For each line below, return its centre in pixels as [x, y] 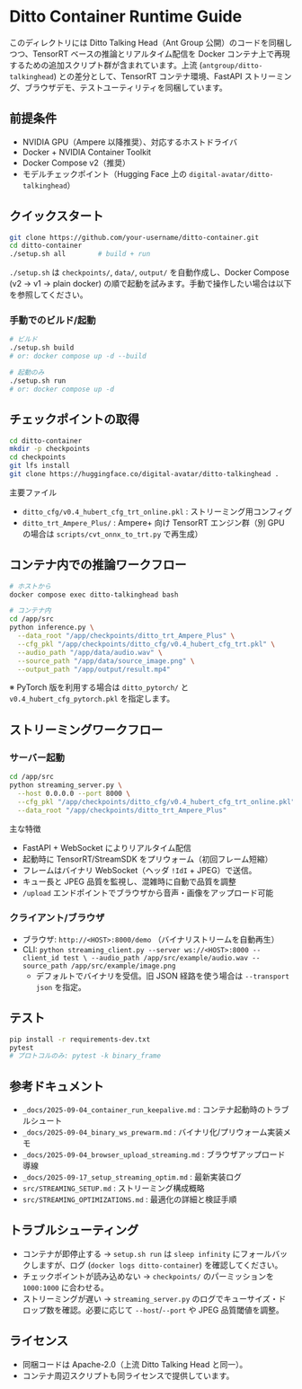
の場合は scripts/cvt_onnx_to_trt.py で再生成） [112, 534]
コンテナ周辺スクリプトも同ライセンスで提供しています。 [128, 1376]
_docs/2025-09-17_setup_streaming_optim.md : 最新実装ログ [132, 1177]
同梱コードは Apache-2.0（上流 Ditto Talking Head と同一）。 [135, 1364]
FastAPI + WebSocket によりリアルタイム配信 [107, 847]
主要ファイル [33, 492]
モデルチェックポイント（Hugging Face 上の [104, 173]
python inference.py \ [52, 628]
